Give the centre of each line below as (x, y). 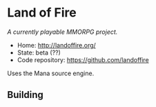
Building (25, 95)
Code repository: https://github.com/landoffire (83, 59)
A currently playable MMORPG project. (62, 32)
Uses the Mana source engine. (51, 73)
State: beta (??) (39, 52)
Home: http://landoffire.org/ (57, 45)
